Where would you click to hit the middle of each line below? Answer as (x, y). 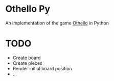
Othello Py (28, 9)
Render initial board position (42, 68)
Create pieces (27, 63)
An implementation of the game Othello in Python (57, 23)
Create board (27, 58)
